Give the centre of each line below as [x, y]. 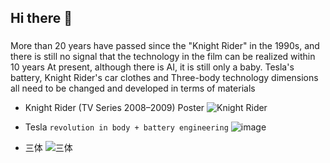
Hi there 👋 [41, 18]
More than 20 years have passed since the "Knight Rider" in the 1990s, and [165, 46]
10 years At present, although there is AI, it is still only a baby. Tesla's [152, 67]
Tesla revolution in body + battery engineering [126, 127]
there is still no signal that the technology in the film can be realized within [163, 57]
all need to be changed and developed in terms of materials [133, 88]
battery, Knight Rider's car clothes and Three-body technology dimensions [164, 78]
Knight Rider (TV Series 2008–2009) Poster [114, 108]
